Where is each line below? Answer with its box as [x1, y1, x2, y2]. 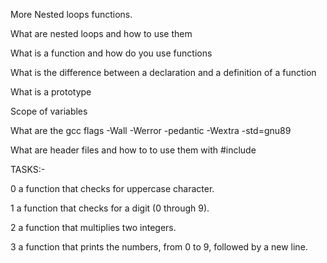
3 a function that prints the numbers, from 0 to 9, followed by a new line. [10, 241, 308, 253]
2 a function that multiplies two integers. [10, 222, 177, 233]
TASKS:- [10, 164, 46, 175]
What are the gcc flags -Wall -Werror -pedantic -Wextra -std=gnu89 [10, 125, 292, 136]
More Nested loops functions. [10, 9, 133, 20]
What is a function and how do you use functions [10, 47, 213, 59]
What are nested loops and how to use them [10, 28, 193, 39]
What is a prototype [10, 86, 92, 98]
